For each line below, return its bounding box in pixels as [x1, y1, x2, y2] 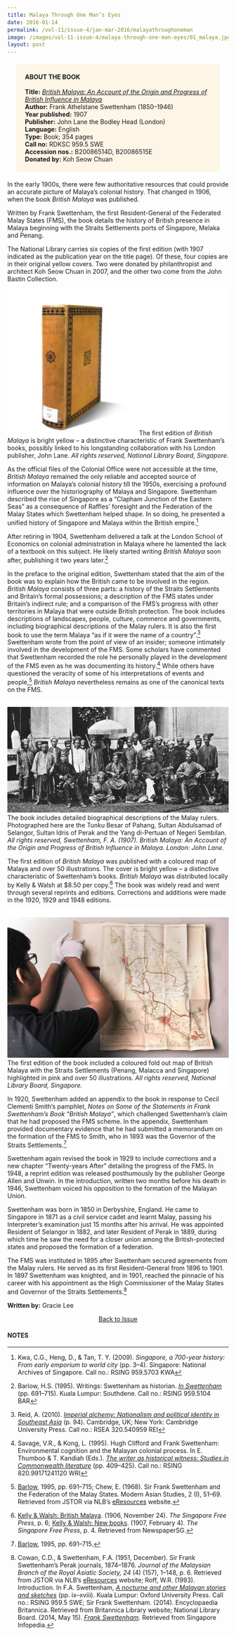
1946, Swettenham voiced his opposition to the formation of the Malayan [7, 1184, 218, 1193]
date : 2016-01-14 [7, 18, 58, 26]
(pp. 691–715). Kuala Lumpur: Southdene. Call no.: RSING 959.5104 [17, 1390, 211, 1398]
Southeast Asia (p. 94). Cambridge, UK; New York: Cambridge [17, 1418, 199, 1426]
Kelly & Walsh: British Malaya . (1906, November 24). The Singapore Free [17, 1511, 227, 1520]
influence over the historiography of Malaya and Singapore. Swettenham [7, 487, 218, 496]
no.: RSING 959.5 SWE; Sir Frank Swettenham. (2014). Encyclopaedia [17, 1599, 218, 1607]
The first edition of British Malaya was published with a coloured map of [7, 857, 216, 866]
